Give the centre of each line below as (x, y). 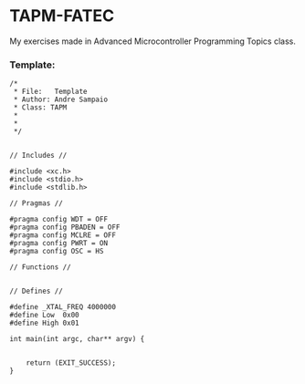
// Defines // (37, 291)
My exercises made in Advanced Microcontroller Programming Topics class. (153, 41)
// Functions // (40, 267)
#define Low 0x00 (44, 316)
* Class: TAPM (40, 108)
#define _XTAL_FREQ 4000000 (63, 307)
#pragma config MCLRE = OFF (63, 235)
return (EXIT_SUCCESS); (71, 363)
